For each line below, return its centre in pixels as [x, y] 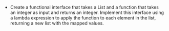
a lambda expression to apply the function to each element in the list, [83, 18]
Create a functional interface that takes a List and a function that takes [84, 7]
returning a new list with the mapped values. [57, 23]
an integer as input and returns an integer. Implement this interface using [87, 12]
